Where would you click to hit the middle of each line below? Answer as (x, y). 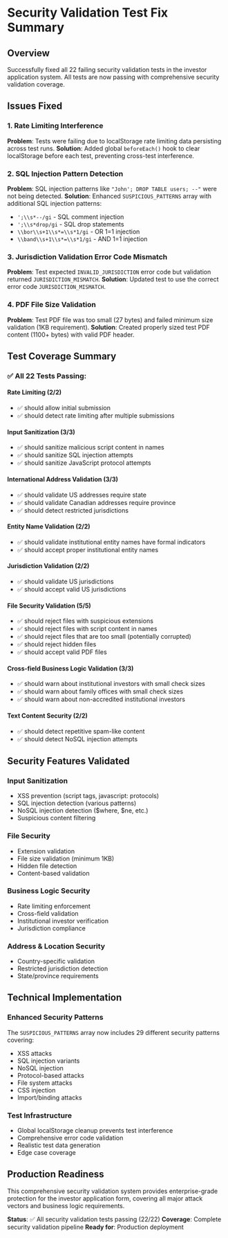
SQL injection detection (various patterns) (77, 803)
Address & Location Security (56, 946)
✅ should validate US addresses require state (82, 495)
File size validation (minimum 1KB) (66, 858)
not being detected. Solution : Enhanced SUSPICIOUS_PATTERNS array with (110, 196)
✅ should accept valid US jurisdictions (72, 589)
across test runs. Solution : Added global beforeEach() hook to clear (104, 148)
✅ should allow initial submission (64, 408)
